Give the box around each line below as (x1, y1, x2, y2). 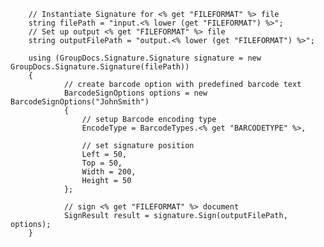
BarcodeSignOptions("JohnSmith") (10, 97, 150, 107)
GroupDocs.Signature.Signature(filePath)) (10, 62, 190, 72)
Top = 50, (81, 158, 123, 168)
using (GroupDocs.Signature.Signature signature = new (28, 53, 262, 63)
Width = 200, (81, 167, 137, 177)
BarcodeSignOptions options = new (63, 88, 208, 98)
